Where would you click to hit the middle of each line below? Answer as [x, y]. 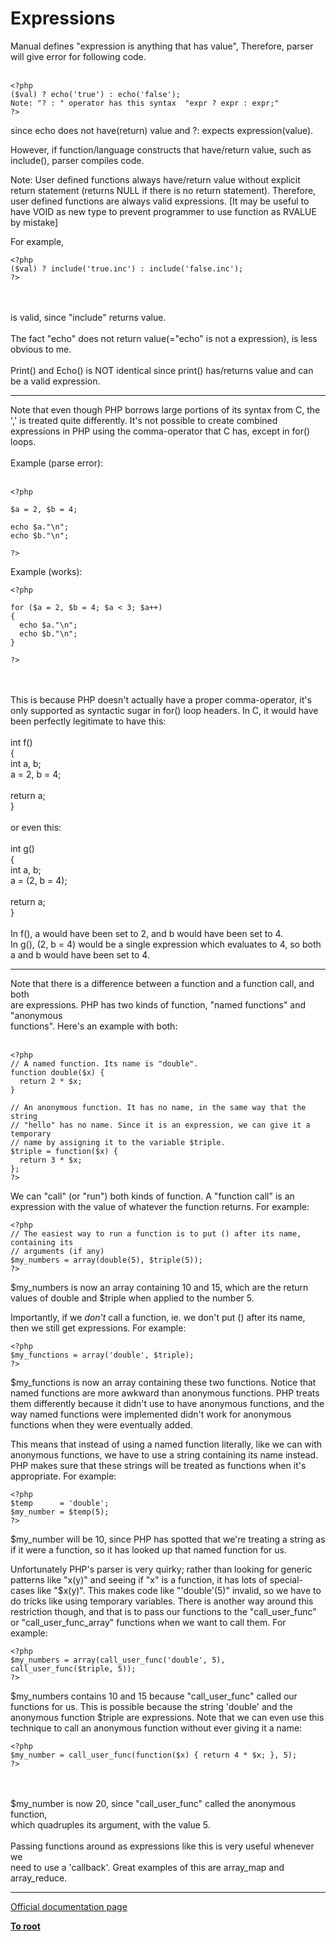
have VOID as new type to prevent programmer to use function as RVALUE [163, 211]
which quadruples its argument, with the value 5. [110, 1824]
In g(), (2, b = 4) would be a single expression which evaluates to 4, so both [166, 944]
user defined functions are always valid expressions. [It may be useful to [160, 201]
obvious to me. [41, 349]
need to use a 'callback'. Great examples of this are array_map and [147, 1867]
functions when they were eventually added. [101, 1424]
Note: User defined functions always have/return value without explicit [155, 179]
